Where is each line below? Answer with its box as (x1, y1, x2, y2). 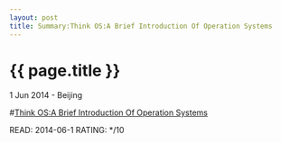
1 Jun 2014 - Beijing (9, 90, 83, 101)
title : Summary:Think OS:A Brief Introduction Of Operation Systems (9, 22, 273, 31)
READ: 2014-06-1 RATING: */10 (9, 125, 125, 136)
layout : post (9, 13, 59, 22)
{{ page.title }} (9, 60, 121, 81)
